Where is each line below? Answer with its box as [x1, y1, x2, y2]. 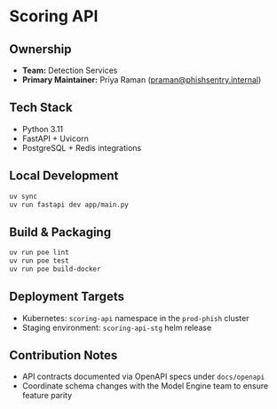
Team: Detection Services [21, 65, 118, 75]
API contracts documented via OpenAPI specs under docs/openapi [21, 371, 265, 382]
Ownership [9, 42, 72, 57]
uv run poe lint [9, 248, 69, 257]
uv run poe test [9, 256, 69, 265]
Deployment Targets [9, 289, 124, 304]
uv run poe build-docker [9, 264, 101, 273]
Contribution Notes [9, 348, 118, 363]
